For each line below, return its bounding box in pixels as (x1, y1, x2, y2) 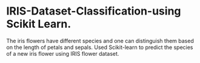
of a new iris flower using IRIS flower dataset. (6, 50, 119, 57)
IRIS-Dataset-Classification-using (6, 4, 181, 18)
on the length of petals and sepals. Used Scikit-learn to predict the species (6, 44, 193, 51)
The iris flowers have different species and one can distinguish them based (6, 37, 194, 44)
